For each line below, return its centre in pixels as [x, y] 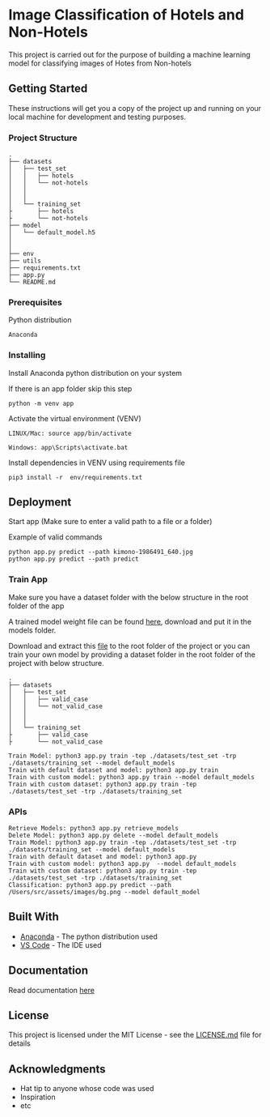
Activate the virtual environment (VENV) [75, 418]
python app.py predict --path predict [74, 559]
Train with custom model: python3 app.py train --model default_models [131, 777]
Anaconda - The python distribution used [89, 936]
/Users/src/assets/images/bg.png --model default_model [104, 893]
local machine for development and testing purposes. [97, 117]
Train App [28, 579]
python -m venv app [41, 403]
